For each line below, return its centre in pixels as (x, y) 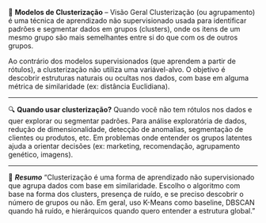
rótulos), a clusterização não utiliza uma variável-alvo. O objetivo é (117, 70)
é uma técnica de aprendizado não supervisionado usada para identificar (127, 21)
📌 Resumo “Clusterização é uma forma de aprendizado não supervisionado (131, 177)
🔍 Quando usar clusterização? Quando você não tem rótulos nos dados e (130, 110)
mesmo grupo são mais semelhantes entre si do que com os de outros (123, 37)
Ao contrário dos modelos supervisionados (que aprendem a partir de (122, 61)
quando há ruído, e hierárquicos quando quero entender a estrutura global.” (132, 211)
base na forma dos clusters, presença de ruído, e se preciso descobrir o (126, 194)
